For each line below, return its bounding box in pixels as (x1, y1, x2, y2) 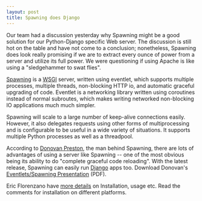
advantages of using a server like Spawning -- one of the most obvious (6, 150, 184, 158)
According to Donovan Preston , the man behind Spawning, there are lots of (6, 144, 194, 152)
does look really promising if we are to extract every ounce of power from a (6, 51, 195, 58)
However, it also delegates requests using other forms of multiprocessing (6, 119, 190, 127)
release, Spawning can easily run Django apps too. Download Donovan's (6, 164, 188, 171)
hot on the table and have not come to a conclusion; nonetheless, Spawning (6, 44, 197, 52)
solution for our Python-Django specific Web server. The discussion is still (6, 38, 192, 45)
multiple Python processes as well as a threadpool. (6, 132, 133, 140)
